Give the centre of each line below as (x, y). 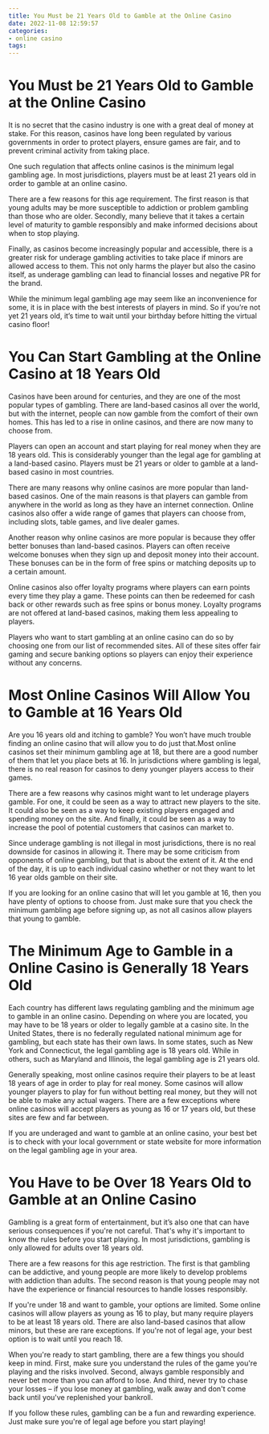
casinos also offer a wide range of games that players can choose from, (127, 513)
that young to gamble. (45, 918)
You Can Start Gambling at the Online (135, 357)
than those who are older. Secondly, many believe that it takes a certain (126, 216)
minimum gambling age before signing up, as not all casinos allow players (130, 910)
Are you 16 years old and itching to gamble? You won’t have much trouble (130, 735)
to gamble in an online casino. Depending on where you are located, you (128, 1016)
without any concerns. (45, 663)
